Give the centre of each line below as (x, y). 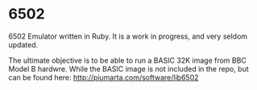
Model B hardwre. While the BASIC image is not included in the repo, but (129, 68)
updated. (23, 44)
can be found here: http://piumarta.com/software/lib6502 (104, 77)
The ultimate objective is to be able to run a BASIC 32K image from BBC (128, 60)
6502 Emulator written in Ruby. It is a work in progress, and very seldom (128, 36)
